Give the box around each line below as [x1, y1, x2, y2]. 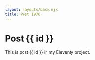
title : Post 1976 [5, 12, 41, 17]
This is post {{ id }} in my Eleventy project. [5, 49, 91, 55]
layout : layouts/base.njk [5, 7, 58, 12]
